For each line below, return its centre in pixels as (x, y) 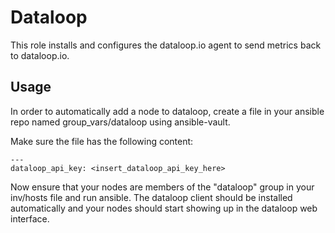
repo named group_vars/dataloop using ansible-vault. (120, 122)
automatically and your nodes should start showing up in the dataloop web (164, 208)
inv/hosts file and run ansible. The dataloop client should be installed (151, 197)
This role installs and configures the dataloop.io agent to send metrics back (166, 45)
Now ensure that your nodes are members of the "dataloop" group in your (162, 187)
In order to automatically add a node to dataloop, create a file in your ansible (167, 111)
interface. (30, 218)
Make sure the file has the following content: (102, 141)
